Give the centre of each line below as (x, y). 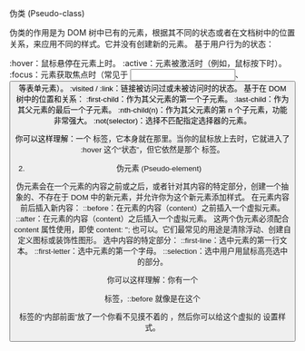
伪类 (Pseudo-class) (47, 13)
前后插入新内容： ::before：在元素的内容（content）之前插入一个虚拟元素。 (152, 208)
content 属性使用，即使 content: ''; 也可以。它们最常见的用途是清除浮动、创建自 (152, 229)
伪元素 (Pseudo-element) (159, 168)
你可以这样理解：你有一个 (152, 281)
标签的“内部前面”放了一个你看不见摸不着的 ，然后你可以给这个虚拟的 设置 (149, 317)
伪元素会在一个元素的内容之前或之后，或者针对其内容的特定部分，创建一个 (149, 186)
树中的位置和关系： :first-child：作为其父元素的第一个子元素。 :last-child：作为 (152, 99)
